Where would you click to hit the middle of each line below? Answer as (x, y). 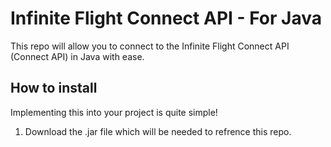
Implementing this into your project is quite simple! (114, 112)
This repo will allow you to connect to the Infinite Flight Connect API (150, 46)
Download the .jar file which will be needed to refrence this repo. (158, 131)
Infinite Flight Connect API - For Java (166, 18)
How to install (54, 88)
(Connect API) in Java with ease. (77, 56)
